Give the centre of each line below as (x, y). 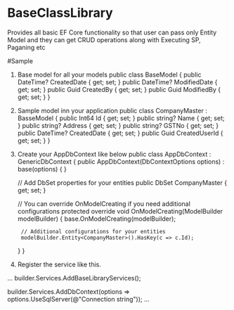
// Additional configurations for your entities (93, 231)
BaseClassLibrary (60, 13)
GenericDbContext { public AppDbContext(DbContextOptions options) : (121, 161)
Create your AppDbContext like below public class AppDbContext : (114, 154)
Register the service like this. (59, 264)
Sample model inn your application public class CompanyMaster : (112, 110)
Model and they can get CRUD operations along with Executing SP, (104, 39)
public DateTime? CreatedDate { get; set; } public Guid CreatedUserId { (120, 133)
